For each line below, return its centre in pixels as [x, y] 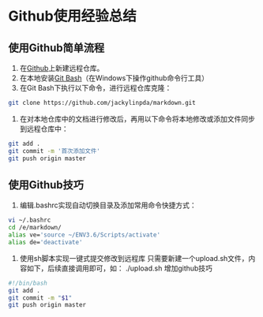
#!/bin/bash [28, 283]
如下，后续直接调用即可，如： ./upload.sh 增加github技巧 [120, 268]
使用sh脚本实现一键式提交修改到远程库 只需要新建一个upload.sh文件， [134, 258]
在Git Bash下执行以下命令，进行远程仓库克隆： [96, 88]
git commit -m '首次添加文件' [54, 151]
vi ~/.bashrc [30, 220]
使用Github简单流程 [56, 48]
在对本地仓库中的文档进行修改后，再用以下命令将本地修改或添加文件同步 [137, 118]
